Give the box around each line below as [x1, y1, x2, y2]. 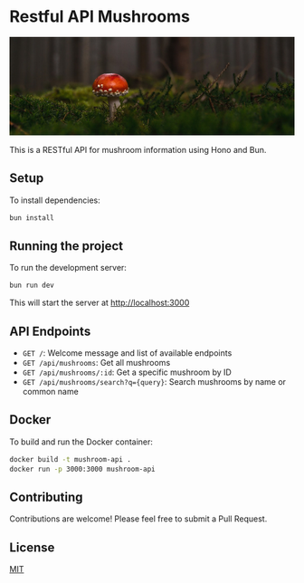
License [9, 540, 55, 555]
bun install [9, 213, 54, 223]
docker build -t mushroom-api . [9, 454, 131, 464]
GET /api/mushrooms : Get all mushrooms [22, 358, 171, 368]
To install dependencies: [9, 195, 101, 205]
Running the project [9, 238, 124, 253]
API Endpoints [9, 323, 91, 339]
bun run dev [9, 281, 54, 291]
